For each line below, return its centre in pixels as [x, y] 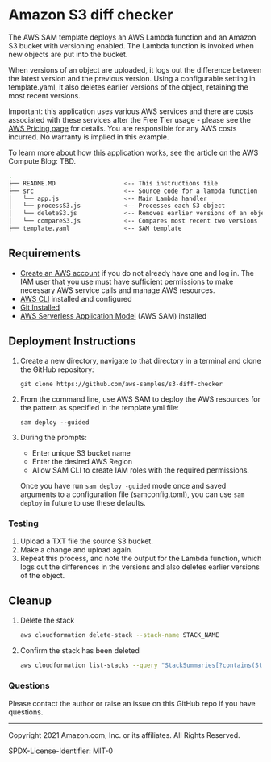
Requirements [44, 254]
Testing [23, 523]
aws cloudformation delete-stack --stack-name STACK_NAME [119, 635]
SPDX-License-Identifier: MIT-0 [61, 751]
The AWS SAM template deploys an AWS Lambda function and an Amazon [132, 37]
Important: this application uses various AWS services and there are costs [131, 111]
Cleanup [30, 601]
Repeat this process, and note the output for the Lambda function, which [141, 558]
